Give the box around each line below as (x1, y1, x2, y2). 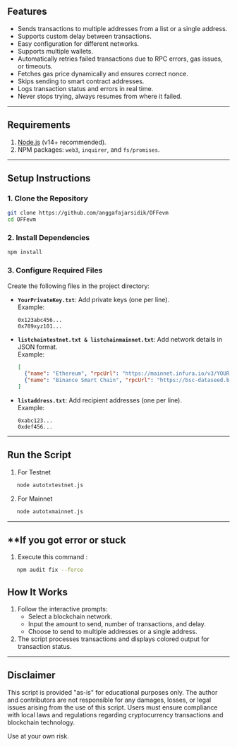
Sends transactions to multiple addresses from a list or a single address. (17, 24, 228, 32)
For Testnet (17, 467, 51, 476)
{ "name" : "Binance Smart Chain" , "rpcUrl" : (24, 377, 154, 384)
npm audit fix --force (16, 566, 83, 574)
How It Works (7, 586, 68, 598)
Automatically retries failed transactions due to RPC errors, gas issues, (17, 54, 224, 63)
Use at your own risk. (7, 731, 69, 740)
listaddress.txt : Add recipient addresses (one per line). (17, 396, 182, 405)
